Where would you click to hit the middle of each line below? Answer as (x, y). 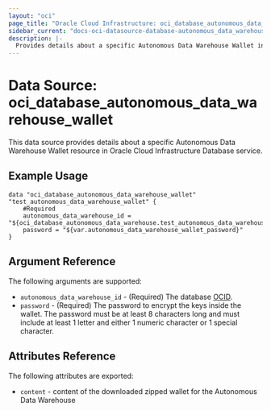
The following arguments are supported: (75, 281)
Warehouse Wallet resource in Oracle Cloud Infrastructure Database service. (135, 151)
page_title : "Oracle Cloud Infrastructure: (83, 23)
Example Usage (48, 176)
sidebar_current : (38, 31)
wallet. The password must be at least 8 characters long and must (130, 313)
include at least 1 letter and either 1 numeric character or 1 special (129, 322)
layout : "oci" (32, 16)
